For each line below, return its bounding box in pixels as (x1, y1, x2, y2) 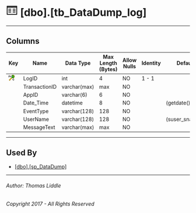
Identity (141, 60, 162, 67)
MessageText (23, 124, 55, 131)
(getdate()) (166, 99, 192, 106)
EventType (23, 107, 49, 114)
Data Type (65, 60, 91, 67)
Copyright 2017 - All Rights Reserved (6, 200, 94, 207)
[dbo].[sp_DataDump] (14, 163, 67, 170)
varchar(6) (61, 92, 87, 98)
